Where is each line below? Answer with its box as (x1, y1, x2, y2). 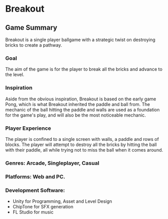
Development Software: (5, 187, 65, 194)
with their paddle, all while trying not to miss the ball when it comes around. (5, 147, 163, 153)
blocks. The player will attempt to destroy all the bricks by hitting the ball (5, 141, 157, 148)
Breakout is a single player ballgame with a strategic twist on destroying (5, 36, 156, 43)
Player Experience (5, 125, 52, 132)
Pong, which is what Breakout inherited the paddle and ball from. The (5, 101, 150, 107)
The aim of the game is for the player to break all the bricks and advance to (5, 66, 162, 72)
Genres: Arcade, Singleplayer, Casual (5, 159, 99, 166)
